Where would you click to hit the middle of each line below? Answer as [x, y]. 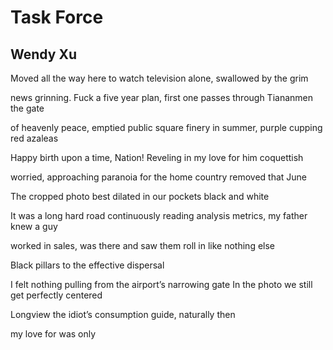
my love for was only [53, 334]
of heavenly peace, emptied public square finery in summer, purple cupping [166, 127]
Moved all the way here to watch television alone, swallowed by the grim [159, 78]
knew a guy [34, 226]
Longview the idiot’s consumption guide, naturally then [123, 314]
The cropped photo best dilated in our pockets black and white [140, 196]
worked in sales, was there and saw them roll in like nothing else [143, 245]
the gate [27, 108]
